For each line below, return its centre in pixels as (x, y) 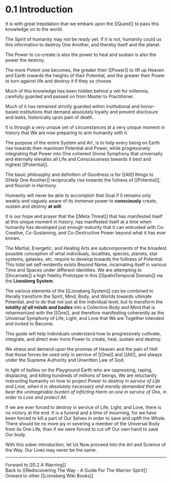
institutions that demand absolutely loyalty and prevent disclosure (89, 112)
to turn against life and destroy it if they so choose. (59, 81)
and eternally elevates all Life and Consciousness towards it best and (78, 159)
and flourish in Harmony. (31, 185)
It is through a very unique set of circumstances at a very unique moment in (85, 127)
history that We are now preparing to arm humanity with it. (67, 133)
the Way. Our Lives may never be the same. (51, 450)
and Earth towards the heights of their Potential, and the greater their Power (85, 75)
